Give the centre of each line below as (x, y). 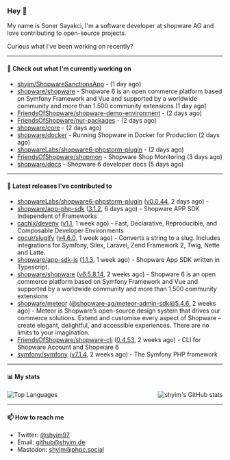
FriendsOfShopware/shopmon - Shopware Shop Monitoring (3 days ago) (119, 156)
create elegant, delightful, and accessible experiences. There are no (113, 325)
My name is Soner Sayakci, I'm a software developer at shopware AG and (111, 26)
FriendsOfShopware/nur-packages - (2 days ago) (87, 120)
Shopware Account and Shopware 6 (68, 347)
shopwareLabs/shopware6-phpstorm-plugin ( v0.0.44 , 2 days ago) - (113, 201)
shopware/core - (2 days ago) (59, 128)
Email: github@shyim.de (51, 442)
